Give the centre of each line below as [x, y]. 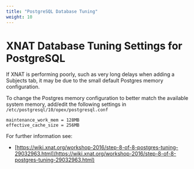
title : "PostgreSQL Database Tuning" [52, 11]
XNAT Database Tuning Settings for [94, 46]
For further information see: [39, 136]
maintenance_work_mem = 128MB [43, 120]
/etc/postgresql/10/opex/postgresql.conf [57, 110]
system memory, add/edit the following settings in [66, 104]
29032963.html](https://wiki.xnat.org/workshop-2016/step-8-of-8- [95, 154]
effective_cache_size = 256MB [43, 125]
